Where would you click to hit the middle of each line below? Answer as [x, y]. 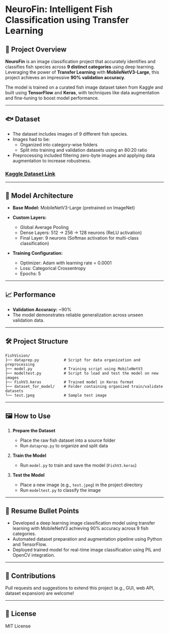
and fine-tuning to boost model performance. [52, 98]
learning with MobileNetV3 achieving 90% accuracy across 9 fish [80, 529]
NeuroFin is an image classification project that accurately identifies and [80, 61]
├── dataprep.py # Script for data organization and [73, 360]
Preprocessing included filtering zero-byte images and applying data [84, 155]
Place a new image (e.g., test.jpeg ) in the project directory [81, 485]
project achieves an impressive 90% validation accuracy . [65, 77]
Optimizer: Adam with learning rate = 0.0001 [66, 263]
